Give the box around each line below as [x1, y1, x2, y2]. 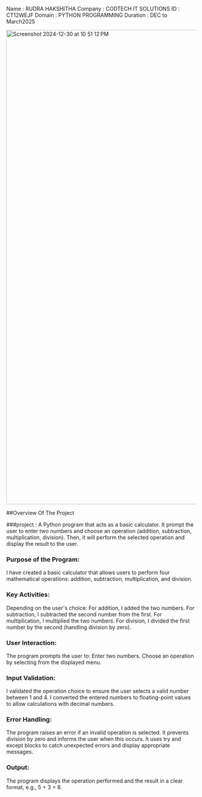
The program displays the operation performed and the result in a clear [6, 777, 183, 784]
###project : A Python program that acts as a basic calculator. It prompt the [6, 521, 194, 528]
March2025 [6, 18, 36, 25]
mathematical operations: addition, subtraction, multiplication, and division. [6, 575, 193, 583]
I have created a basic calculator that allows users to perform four [6, 569, 170, 576]
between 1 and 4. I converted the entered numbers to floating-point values [6, 694, 191, 701]
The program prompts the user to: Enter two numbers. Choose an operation [6, 652, 194, 659]
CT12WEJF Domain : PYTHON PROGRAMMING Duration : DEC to [6, 11, 168, 19]
